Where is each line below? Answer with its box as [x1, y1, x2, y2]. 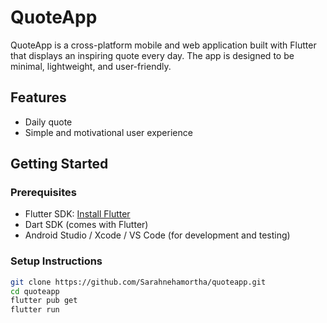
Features [10, 89, 67, 106]
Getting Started [10, 156, 109, 173]
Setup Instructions [10, 254, 103, 268]
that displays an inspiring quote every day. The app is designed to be [10, 49, 295, 61]
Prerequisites [10, 186, 77, 200]
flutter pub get [10, 296, 78, 306]
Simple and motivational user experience [24, 126, 193, 138]
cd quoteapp [10, 286, 60, 296]
